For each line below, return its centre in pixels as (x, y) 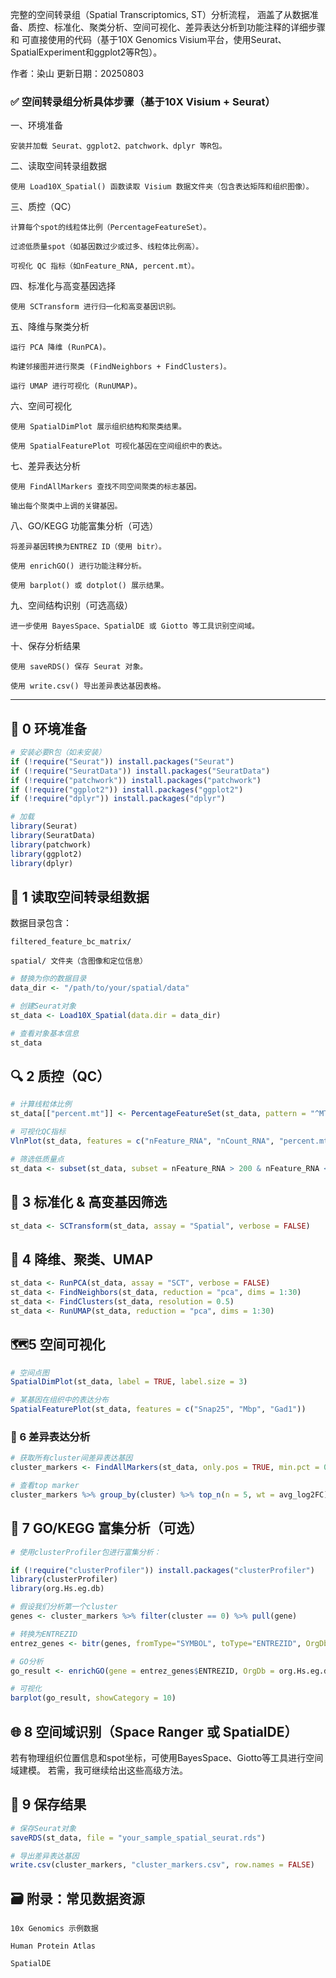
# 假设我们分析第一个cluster (64, 1607)
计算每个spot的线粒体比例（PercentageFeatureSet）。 (111, 228)
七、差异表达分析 (45, 466)
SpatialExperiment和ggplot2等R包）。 (86, 52)
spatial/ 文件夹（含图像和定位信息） (79, 961)
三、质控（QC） (43, 207)
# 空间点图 (30, 1373)
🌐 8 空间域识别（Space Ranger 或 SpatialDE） (154, 1731)
